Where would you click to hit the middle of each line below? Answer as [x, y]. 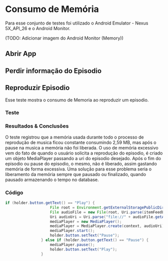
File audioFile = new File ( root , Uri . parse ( [97, 212]
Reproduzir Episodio [37, 88]
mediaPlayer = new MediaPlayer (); [86, 221]
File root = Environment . [77, 207]
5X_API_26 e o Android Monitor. [38, 28]
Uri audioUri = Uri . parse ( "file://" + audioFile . [102, 217]
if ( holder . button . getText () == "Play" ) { [50, 203]
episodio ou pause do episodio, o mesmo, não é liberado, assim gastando [81, 163]
